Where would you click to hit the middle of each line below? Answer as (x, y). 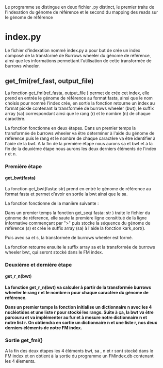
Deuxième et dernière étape (39, 265)
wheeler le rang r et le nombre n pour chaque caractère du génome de (77, 292)
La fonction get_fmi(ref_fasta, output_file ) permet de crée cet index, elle (77, 93)
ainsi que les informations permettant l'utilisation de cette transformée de (78, 61)
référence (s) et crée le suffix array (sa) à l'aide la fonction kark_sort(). (75, 228)
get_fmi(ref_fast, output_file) (49, 81)
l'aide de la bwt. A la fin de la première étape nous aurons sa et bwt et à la (79, 143)
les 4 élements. (20, 361)
